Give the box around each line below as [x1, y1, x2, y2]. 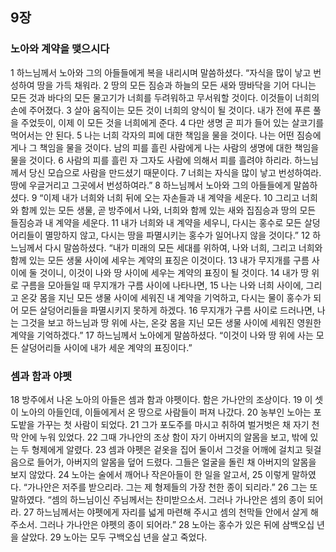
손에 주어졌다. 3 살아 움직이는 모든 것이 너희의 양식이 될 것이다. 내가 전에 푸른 [10, 104, 312, 116]
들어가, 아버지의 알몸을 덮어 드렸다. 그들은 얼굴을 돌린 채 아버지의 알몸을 [36, 456, 317, 468]
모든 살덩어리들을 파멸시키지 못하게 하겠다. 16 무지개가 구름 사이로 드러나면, [20, 304, 315, 316]
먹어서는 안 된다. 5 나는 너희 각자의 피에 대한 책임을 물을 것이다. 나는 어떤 [10, 129, 295, 141]
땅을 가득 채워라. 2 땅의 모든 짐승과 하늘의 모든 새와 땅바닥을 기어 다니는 [36, 79, 317, 91]
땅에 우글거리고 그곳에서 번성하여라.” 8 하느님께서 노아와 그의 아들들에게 [10, 179, 292, 191]
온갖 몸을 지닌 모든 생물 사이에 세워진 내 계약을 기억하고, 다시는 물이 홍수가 [20, 291, 312, 303]
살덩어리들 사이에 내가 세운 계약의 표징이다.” [20, 341, 193, 353]
